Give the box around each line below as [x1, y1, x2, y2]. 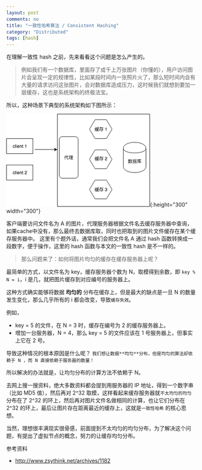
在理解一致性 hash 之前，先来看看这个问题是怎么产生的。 [6, 53, 148, 60]
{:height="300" [150, 201, 188, 208]
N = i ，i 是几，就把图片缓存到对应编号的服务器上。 [6, 276, 134, 283]
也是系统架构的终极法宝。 [47, 89, 112, 96]
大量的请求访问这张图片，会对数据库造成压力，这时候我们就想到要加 [21, 81, 191, 89]
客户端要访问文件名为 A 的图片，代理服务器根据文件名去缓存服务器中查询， [6, 220, 193, 227]
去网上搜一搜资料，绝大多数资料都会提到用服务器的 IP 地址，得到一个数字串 [6, 382, 194, 389]
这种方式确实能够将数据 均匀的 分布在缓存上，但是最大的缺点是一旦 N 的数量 [6, 288, 196, 296]
